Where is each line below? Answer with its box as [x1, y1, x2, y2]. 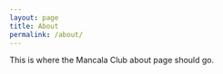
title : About [9, 22, 59, 31]
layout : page [9, 13, 59, 23]
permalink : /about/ [9, 30, 84, 39]
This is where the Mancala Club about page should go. [9, 55, 215, 66]
